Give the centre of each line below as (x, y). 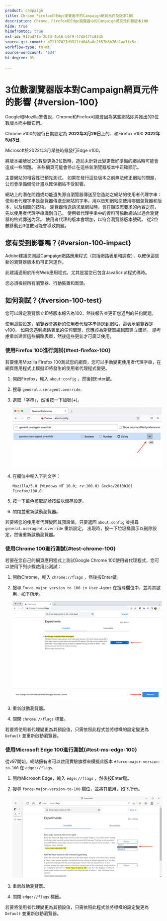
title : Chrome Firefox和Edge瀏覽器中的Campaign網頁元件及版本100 (69, 16)
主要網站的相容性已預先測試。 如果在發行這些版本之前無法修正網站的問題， (82, 178)
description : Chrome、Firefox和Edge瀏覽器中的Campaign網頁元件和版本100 (77, 21)
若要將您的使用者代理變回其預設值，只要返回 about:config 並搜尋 (72, 522)
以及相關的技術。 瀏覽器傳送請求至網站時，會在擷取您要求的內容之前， (86, 207)
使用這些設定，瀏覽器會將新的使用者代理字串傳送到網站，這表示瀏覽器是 (79, 324)
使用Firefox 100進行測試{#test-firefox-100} (58, 350)
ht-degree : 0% (20, 58)
